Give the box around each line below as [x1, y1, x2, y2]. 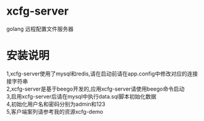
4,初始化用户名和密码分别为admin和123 [6, 100, 105, 108]
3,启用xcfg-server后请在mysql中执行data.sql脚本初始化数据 [6, 92, 157, 100]
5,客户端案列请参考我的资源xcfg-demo [6, 108, 104, 115]
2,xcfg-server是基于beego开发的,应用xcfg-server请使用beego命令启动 [6, 85, 185, 92]
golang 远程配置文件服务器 [6, 25, 74, 32]
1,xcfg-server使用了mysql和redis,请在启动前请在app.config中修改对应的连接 [6, 70, 198, 77]
